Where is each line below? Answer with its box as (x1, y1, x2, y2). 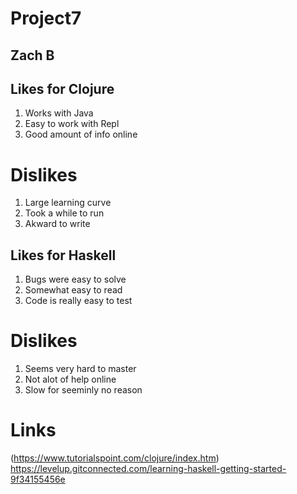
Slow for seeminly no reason (24, 384, 143, 396)
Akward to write (24, 218, 91, 230)
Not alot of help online (24, 373, 117, 386)
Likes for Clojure (10, 80, 115, 97)
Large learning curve (24, 197, 112, 209)
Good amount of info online (24, 128, 138, 141)
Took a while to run (24, 207, 105, 219)
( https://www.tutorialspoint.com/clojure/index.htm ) (10, 452, 220, 464)
